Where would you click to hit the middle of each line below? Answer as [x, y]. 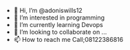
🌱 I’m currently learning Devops [58, 25]
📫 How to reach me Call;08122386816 [68, 40]
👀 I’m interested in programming [59, 18]
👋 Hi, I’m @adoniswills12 [48, 10]
